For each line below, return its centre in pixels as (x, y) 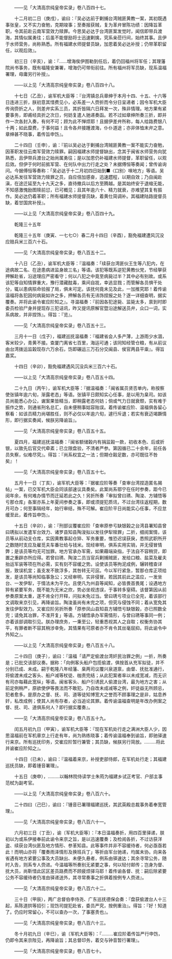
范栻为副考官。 (21, 783)
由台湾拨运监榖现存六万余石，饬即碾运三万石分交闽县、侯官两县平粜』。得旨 (85, 349)
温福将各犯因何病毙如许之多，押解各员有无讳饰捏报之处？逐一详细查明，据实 (86, 295)
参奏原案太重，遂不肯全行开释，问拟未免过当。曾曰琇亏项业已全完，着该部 (84, 596)
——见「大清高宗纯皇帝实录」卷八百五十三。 (61, 325)
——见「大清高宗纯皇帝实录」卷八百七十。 (59, 951)
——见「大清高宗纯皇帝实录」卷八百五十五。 (61, 431)
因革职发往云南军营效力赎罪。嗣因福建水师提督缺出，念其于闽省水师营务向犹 (86, 151)
